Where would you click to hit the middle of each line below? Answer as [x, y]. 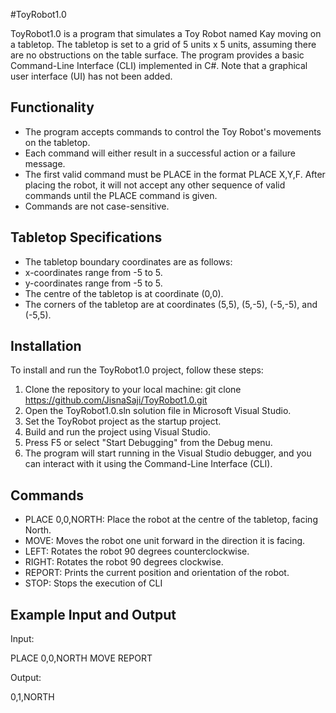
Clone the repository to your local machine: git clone [133, 390]
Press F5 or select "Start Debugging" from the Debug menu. [148, 443]
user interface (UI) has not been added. [91, 76]
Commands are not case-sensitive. [97, 206]
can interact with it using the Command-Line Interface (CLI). [148, 464]
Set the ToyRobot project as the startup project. [123, 421]
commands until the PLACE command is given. [121, 195]
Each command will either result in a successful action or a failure [160, 153]
